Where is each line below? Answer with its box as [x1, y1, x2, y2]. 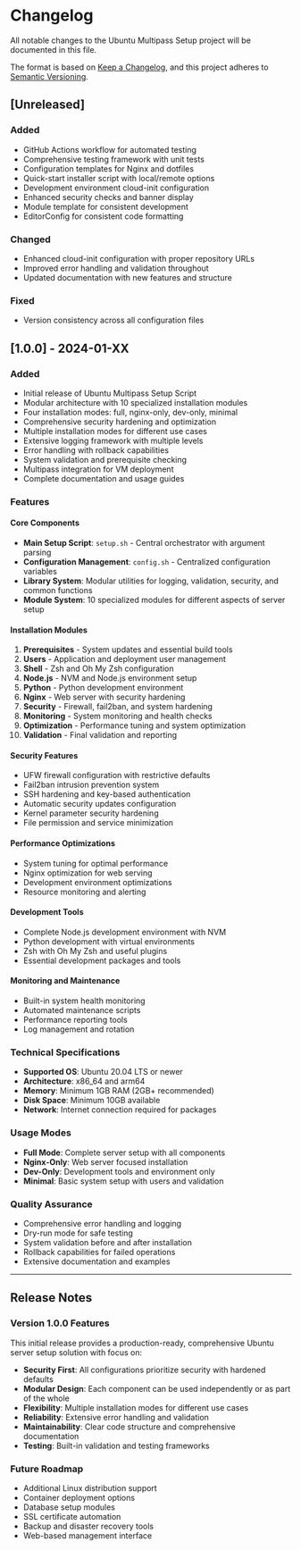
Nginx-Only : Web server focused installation [22, 1156, 188, 1167]
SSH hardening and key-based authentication [22, 789, 191, 800]
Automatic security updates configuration [22, 799, 177, 809]
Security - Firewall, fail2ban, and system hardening [22, 701, 213, 712]
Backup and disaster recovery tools [22, 1521, 155, 1531]
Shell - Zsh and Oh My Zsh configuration [22, 663, 174, 674]
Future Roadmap [10, 1462, 84, 1475]
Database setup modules [22, 1502, 115, 1512]
